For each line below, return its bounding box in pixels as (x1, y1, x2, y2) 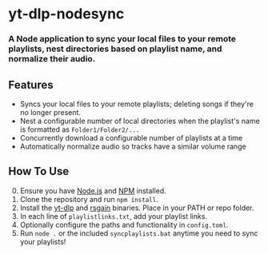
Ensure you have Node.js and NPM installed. (19, 185, 166, 196)
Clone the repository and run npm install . (19, 194, 158, 204)
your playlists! (19, 236, 66, 246)
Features (8, 77, 54, 92)
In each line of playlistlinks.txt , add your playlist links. (19, 211, 208, 220)
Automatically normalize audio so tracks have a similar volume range (19, 141, 246, 151)
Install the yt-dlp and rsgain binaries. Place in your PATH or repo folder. (19, 203, 254, 212)
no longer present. (19, 107, 82, 117)
